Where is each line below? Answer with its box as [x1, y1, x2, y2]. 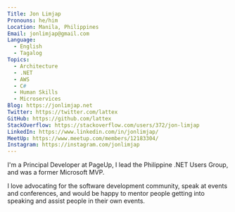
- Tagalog [13, 50, 42, 57]
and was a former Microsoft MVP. [7, 168, 105, 177]
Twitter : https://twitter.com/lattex [7, 108, 118, 116]
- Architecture [13, 63, 58, 70]
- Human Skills [13, 89, 58, 96]
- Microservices [13, 96, 61, 103]
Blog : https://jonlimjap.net [7, 102, 93, 109]
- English [13, 43, 42, 50]
